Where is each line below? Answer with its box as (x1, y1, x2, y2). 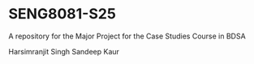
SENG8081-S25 (8, 5, 116, 23)
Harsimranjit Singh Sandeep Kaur (8, 46, 120, 56)
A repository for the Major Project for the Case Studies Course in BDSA (8, 31, 246, 41)
